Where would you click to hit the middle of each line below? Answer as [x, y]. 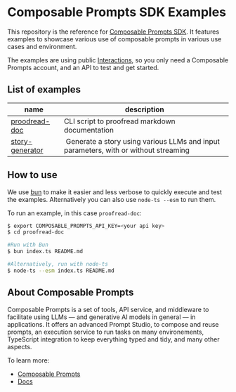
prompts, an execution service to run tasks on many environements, [106, 332]
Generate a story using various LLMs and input [143, 141]
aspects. [20, 346]
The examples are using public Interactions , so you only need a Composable [118, 60]
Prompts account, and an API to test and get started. [83, 67]
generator [27, 150]
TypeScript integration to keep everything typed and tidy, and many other [113, 339]
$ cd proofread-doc [36, 232]
